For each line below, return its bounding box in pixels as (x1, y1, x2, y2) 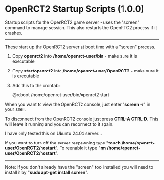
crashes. (5, 30, 23, 36)
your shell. (5, 106, 26, 112)
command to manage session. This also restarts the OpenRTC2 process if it (5, 24, 157, 30)
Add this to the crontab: (12, 82, 60, 88)
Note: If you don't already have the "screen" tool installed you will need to (5, 164, 154, 170)
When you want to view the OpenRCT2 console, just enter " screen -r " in (5, 101, 151, 107)
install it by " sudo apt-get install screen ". (5, 169, 89, 175)
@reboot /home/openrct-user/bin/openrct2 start (12, 91, 110, 98)
